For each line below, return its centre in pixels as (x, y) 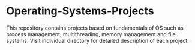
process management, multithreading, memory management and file (91, 34)
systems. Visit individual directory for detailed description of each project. (97, 40)
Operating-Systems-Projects (80, 11)
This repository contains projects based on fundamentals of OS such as (95, 28)
